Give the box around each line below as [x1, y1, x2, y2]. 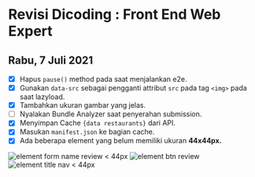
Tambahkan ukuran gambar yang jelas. [19, 101, 146, 110]
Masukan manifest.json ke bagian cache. [19, 127, 155, 137]
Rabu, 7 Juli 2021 [8, 53, 94, 67]
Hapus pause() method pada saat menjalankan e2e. [19, 75, 187, 83]
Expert [8, 22, 53, 40]
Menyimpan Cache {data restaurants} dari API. [19, 118, 176, 127]
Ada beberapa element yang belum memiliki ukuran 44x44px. [19, 136, 222, 146]
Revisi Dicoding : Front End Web [8, 6, 221, 24]
